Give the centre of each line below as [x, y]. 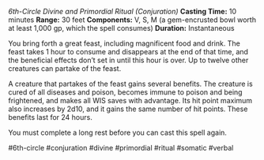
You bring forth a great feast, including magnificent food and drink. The [124, 43]
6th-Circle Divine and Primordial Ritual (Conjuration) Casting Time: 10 [123, 11]
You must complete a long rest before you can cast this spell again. [118, 132]
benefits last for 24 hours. [50, 117]
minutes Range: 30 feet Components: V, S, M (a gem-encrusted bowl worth [132, 20]
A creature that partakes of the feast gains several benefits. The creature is [130, 84]
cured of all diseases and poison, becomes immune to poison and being [125, 92]
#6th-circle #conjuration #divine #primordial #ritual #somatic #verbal [121, 148]
